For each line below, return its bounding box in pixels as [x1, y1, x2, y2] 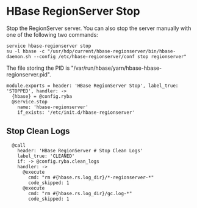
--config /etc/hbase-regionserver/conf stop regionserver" [33, 53, 187, 59]
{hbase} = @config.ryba [12, 93, 72, 99]
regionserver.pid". [6, 70, 52, 78]
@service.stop [12, 98, 48, 105]
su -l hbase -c [6, 48, 45, 54]
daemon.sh [6, 53, 32, 59]
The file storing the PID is [6, 64, 70, 72]
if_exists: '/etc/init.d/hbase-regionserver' [17, 109, 135, 116]
